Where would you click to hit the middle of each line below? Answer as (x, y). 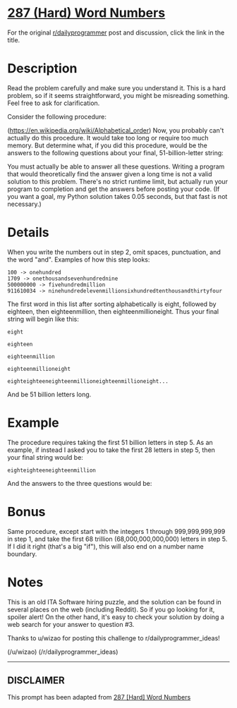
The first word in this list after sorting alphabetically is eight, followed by (112, 304)
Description (42, 69)
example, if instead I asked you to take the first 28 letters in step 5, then (111, 450)
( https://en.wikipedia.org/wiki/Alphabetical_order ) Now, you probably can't (116, 130)
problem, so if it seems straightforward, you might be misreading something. (119, 95)
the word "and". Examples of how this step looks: (79, 260)
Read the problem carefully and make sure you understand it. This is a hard (116, 88)
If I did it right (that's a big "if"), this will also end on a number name (105, 546)
